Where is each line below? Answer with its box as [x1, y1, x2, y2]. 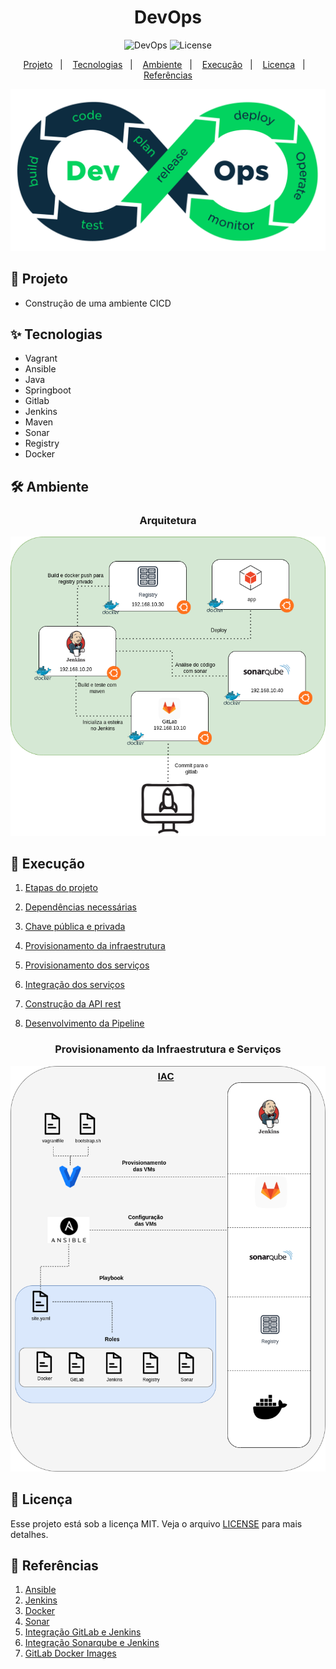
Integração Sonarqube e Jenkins [24, 1637, 160, 1649]
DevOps [133, 6, 203, 29]
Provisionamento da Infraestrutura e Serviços [54, 1042, 282, 1056]
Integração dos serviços [24, 979, 125, 991]
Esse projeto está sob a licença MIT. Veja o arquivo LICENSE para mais [10, 1517, 303, 1530]
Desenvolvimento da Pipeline [24, 1017, 145, 1030]
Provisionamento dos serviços [24, 959, 150, 971]
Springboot [24, 384, 72, 396]
